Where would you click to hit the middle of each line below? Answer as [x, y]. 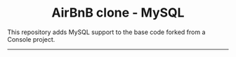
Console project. [31, 39]
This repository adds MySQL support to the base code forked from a [106, 32]
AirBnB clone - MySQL [118, 13]
